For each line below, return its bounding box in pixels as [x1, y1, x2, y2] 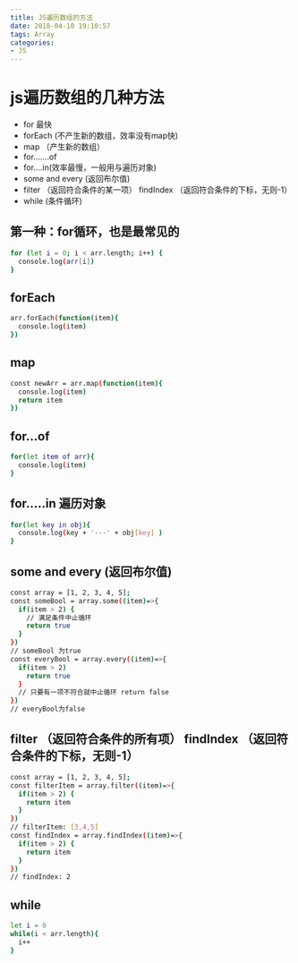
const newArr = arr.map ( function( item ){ [10, 379, 164, 388]
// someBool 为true [10, 646, 81, 656]
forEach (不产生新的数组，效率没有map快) [22, 131, 178, 141]
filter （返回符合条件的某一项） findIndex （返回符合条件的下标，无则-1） [22, 184, 293, 195]
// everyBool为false [10, 704, 86, 714]
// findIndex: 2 [10, 873, 71, 882]
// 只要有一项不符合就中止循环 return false [18, 688, 169, 697]
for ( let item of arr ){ [10, 453, 95, 462]
